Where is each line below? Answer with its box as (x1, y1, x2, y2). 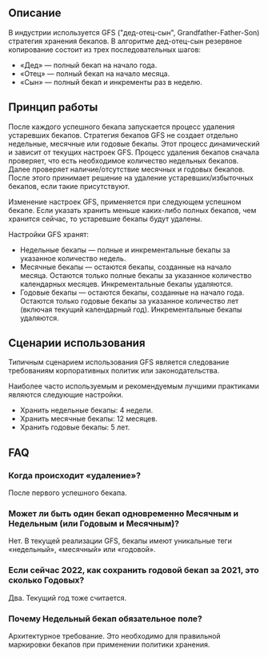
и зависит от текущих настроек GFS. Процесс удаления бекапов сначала (8, 147, 260, 157)
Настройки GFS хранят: (8, 229, 90, 239)
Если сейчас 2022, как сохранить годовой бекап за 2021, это (8, 565, 259, 576)
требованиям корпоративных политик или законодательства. (8, 366, 220, 376)
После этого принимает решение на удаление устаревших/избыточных (8, 172, 254, 183)
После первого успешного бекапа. (8, 488, 127, 498)
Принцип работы (8, 100, 98, 115)
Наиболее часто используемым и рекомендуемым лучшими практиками (8, 381, 260, 391)
